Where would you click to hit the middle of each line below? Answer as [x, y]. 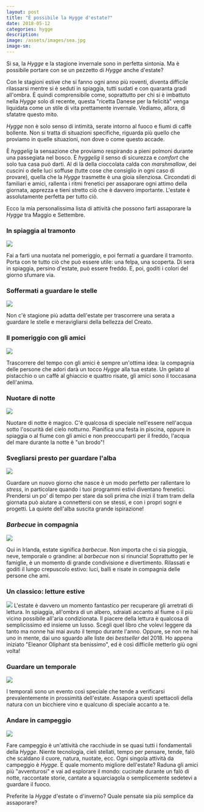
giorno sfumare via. [31, 275]
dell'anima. [20, 382]
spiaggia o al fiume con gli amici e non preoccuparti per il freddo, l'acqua [98, 436]
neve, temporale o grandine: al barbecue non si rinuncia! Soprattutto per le [100, 556]
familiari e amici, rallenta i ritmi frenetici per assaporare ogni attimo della [97, 183]
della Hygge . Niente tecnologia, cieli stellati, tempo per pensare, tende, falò [100, 751]
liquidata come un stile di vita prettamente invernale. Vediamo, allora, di [96, 108]
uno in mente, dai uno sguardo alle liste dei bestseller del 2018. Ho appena [100, 638]
